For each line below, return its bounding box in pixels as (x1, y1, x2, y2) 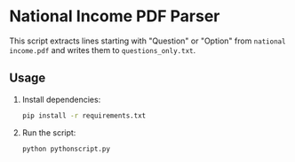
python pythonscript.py (21, 144, 111, 153)
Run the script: (21, 127, 76, 138)
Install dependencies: (21, 94, 101, 104)
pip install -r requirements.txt (21, 111, 147, 120)
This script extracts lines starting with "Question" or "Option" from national (9, 35, 286, 46)
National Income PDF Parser (9, 6, 220, 27)
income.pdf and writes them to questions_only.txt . (9, 44, 196, 55)
